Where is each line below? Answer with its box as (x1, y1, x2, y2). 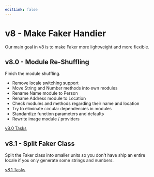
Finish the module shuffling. (5, 71, 61, 76)
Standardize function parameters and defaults (12, 111, 104, 117)
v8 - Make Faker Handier (5, 28, 107, 39)
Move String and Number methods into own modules (12, 85, 118, 91)
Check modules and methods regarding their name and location (12, 101, 139, 106)
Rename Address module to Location (12, 95, 86, 102)
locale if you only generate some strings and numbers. (5, 158, 114, 163)
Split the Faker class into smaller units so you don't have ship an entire (5, 152, 145, 158)
